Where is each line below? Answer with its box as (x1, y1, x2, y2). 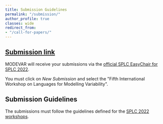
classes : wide (5, 21, 34, 26)
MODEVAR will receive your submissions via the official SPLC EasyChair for (5, 61, 158, 67)
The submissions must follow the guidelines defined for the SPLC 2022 (5, 108, 149, 114)
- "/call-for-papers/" (5, 30, 52, 35)
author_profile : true (5, 16, 50, 21)
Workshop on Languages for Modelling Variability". (5, 81, 108, 87)
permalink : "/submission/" (5, 12, 61, 17)
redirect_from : (5, 25, 36, 30)
